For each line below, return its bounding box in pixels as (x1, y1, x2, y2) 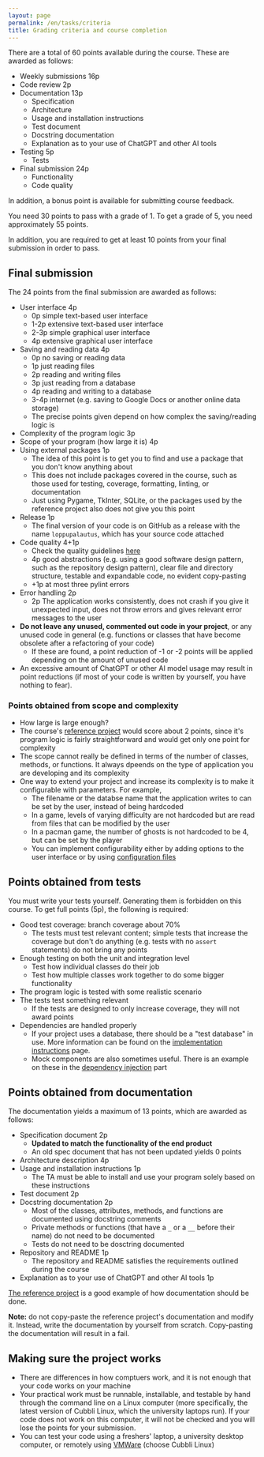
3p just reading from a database (31, 378, 136, 388)
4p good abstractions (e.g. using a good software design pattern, (31, 555, 244, 564)
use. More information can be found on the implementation (31, 1037, 223, 1047)
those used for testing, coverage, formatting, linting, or (31, 479, 210, 488)
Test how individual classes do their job (31, 962, 160, 972)
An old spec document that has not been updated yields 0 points (31, 1147, 242, 1157)
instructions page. (31, 1046, 91, 1056)
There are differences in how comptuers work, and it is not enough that (19, 1372, 251, 1382)
